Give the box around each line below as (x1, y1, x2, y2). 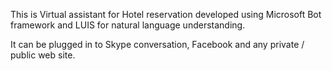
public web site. (10, 49, 76, 61)
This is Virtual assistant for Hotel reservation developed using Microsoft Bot (10, 9, 322, 20)
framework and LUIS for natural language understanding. (10, 19, 246, 31)
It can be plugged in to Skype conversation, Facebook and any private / (10, 39, 305, 50)
